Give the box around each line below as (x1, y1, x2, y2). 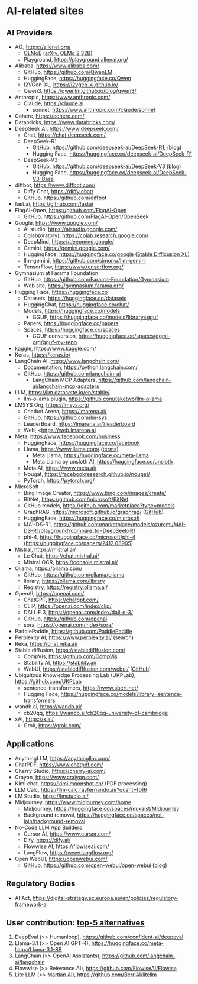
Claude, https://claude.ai (23, 100, 84, 107)
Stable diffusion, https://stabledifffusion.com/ (14, 646, 126, 653)
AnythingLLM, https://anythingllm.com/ (14, 755, 111, 762)
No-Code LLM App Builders (14, 824, 83, 831)
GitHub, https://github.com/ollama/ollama (23, 571, 125, 578)
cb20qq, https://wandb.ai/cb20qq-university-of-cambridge (23, 710, 168, 716)
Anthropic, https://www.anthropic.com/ (14, 93, 111, 101)
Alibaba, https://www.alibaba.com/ (14, 62, 99, 69)
